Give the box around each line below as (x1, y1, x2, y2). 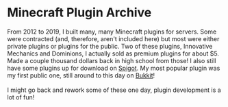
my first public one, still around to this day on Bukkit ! (7, 71, 155, 80)
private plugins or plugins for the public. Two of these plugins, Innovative (7, 42, 213, 50)
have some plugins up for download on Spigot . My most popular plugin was (7, 64, 220, 72)
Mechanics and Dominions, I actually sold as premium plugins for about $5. (7, 49, 219, 58)
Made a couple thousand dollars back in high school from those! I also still (7, 56, 216, 64)
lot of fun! (7, 93, 35, 101)
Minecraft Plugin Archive (7, 5, 152, 21)
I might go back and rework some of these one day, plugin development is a (7, 86, 221, 94)
